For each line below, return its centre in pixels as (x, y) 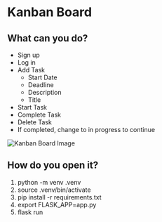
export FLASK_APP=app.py (57, 204)
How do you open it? (53, 165)
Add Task (31, 70)
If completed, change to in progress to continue (86, 130)
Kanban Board (50, 12)
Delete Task (35, 122)
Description (45, 92)
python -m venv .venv (49, 182)
